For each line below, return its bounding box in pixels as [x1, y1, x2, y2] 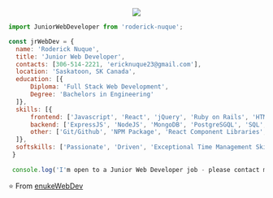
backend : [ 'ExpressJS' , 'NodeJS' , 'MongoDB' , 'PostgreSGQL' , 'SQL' [29, 120, 264, 129]
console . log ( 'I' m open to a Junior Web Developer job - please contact [11, 166, 260, 174]
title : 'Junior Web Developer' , [15, 53, 126, 61]
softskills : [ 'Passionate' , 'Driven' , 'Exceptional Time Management [15, 143, 253, 152]
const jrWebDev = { [8, 37, 75, 45]
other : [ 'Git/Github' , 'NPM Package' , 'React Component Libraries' [29, 128, 264, 136]
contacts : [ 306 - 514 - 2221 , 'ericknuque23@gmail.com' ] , [15, 60, 201, 68]
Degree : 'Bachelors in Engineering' [29, 90, 154, 98]
